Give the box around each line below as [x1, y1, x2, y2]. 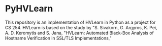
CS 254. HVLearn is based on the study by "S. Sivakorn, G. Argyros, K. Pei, [5, 24, 158, 30]
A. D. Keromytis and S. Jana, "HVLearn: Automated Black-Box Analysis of [5, 30, 154, 36]
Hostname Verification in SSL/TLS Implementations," [5, 35, 112, 41]
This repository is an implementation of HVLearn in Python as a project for [5, 19, 156, 25]
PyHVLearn [5, 3, 53, 14]
